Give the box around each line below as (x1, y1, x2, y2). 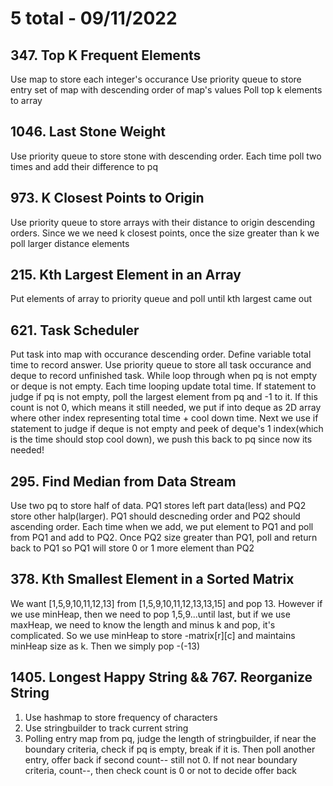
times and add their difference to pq (10, 160, 158, 172)
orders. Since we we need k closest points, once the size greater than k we (10, 227, 320, 239)
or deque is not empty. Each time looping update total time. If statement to (10, 380, 317, 392)
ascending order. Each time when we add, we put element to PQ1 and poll (10, 521, 314, 533)
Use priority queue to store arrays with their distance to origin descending (10, 216, 316, 228)
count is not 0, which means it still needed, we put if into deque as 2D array (10, 402, 322, 414)
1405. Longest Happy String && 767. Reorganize (10, 669, 313, 686)
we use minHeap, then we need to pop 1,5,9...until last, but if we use (10, 608, 291, 620)
